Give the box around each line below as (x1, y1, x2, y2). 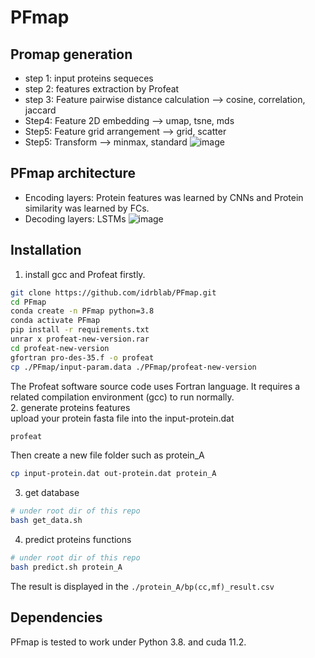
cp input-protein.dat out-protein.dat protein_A (10, 469, 217, 479)
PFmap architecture (10, 165, 137, 182)
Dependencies (10, 609, 103, 626)
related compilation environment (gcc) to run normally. (10, 391, 235, 403)
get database (24, 487, 80, 499)
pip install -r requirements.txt (10, 325, 150, 335)
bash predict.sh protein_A (10, 562, 123, 572)
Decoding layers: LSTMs (24, 212, 127, 225)
